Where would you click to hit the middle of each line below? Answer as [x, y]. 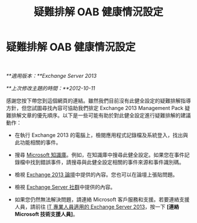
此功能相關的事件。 [38, 142]
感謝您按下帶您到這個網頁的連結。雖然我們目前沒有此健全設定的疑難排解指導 [98, 101]
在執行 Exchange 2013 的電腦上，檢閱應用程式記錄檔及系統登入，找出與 [101, 135]
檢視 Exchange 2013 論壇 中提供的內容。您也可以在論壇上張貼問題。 [96, 174]
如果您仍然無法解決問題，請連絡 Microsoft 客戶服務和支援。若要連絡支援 [102, 199]
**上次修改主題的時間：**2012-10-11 [51, 88]
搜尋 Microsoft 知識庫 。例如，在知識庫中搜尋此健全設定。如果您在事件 [99, 155]
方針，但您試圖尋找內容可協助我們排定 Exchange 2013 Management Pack [95, 108]
